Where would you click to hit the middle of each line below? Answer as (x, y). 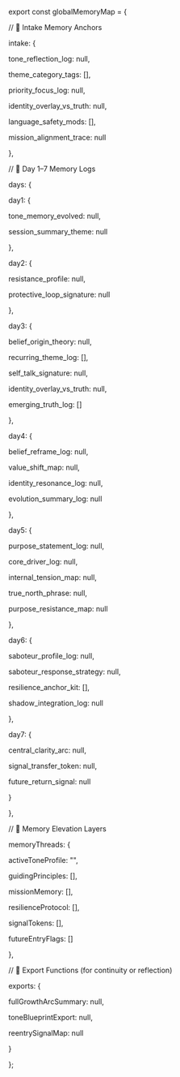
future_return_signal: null (50, 781)
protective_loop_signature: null (59, 294)
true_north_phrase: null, (48, 593)
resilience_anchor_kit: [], (49, 687)
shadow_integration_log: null (56, 703)
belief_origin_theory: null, (50, 341)
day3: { (20, 326)
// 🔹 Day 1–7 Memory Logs (52, 169)
